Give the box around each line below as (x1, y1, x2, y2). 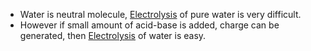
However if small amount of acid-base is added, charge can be (19, 19, 280, 31)
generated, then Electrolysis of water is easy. (19, 30, 207, 41)
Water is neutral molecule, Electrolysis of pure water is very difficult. (19, 9, 302, 20)
